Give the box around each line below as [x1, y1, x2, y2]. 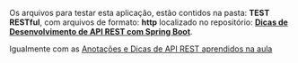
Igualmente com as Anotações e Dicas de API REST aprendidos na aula [9, 43, 273, 54]
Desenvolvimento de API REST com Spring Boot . [9, 27, 193, 36]
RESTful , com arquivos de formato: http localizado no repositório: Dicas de [9, 17, 289, 28]
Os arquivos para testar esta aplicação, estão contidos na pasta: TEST [9, 8, 270, 18]
